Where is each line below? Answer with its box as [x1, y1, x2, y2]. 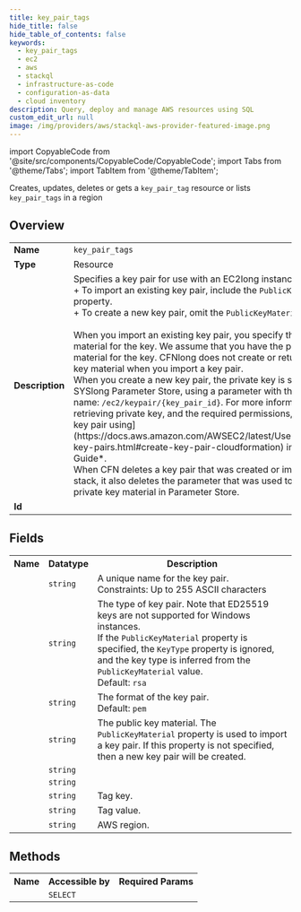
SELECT [47, 890, 76, 900]
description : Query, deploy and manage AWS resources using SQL [9, 105, 254, 114]
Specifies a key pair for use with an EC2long [73, 273, 260, 285]
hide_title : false [9, 22, 78, 30]
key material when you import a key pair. [73, 362, 244, 375]
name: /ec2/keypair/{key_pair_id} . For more [73, 395, 264, 408]
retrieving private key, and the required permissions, [73, 407, 293, 420]
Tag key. [97, 789, 133, 802]
